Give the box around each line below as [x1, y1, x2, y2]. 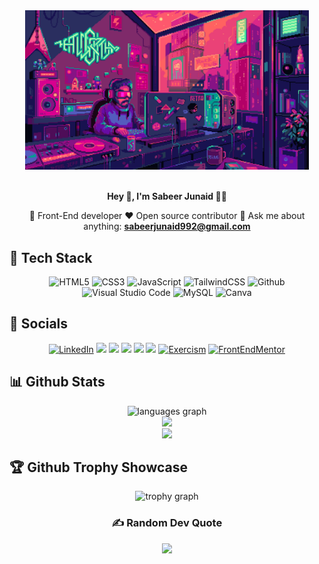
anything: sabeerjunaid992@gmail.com [83, 220, 251, 233]
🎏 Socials [9, 315, 69, 333]
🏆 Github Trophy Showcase [9, 459, 189, 476]
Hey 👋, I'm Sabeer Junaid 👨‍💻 [107, 190, 227, 203]
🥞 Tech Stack [9, 249, 93, 266]
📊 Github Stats [9, 374, 106, 391]
